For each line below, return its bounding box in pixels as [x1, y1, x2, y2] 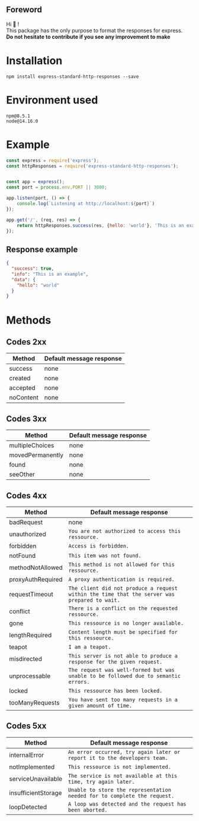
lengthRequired [9, 631, 52, 639]
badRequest [9, 518, 43, 526]
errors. [68, 678, 90, 685]
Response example [6, 244, 78, 254]
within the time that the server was [68, 591, 175, 598]
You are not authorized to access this [68, 528, 181, 534]
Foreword [6, 5, 43, 15]
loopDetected [9, 803, 47, 811]
